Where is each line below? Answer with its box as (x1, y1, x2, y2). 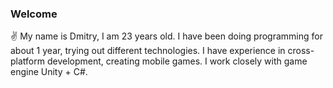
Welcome (10, 7, 58, 21)
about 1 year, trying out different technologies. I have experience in (10, 45, 286, 57)
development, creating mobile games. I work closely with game (46, 55, 308, 67)
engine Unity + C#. (10, 66, 88, 78)
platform (10, 55, 45, 67)
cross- (287, 45, 315, 57)
